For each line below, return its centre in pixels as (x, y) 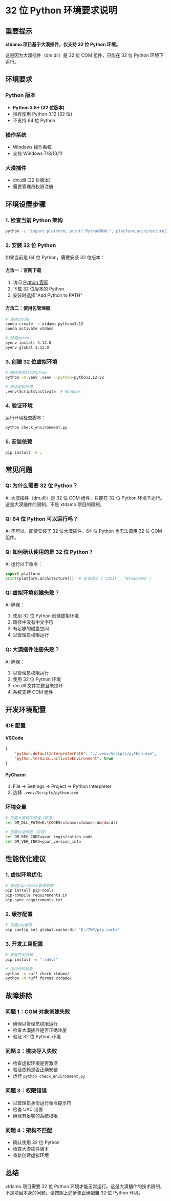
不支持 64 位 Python (34, 120)
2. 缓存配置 (19, 914)
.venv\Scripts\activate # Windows (43, 391)
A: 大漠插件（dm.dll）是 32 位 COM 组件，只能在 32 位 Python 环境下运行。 (85, 498)
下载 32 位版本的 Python (38, 289)
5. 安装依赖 (19, 441)
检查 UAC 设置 (28, 1109)
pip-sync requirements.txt (34, 900)
